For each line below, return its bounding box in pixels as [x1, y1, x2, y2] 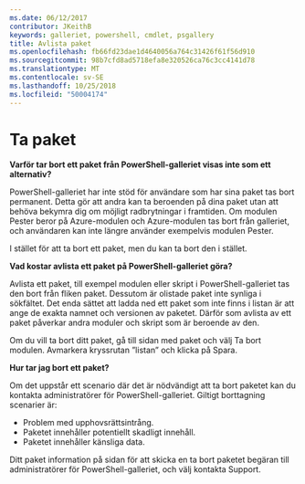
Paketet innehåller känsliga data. [22, 437, 145, 447]
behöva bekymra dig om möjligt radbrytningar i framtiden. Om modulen [9, 206, 278, 217]
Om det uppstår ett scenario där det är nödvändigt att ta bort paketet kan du [9, 380, 297, 391]
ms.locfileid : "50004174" [9, 89, 108, 99]
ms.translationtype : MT [9, 65, 100, 74]
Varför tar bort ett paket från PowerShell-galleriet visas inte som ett [9, 159, 271, 170]
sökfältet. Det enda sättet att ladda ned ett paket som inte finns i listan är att [9, 298, 295, 309]
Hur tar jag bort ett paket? [9, 363, 110, 374]
